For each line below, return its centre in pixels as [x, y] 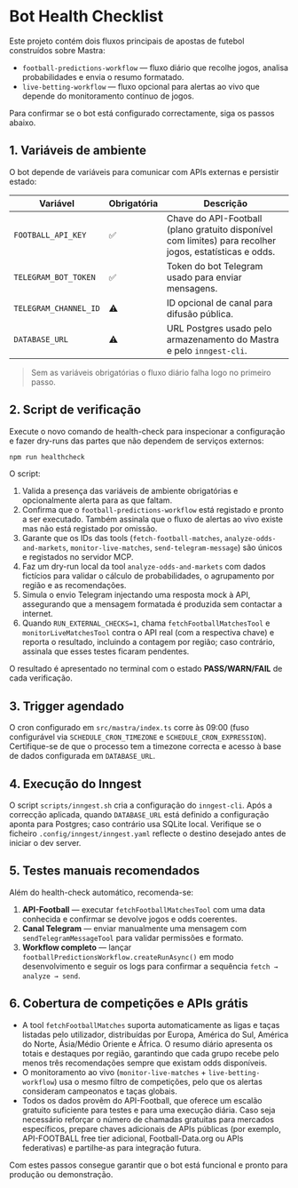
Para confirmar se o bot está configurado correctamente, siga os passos [142, 113]
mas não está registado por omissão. [90, 529]
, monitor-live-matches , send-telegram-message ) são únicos [174, 547]
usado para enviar [204, 277]
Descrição [226, 203]
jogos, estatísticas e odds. [221, 251]
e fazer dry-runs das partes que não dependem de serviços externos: [137, 441]
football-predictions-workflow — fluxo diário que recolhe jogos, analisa [155, 68]
